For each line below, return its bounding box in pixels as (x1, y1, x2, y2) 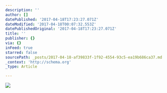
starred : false (5, 50, 38, 55)
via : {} (5, 41, 22, 46)
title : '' (5, 31, 26, 36)
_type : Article (5, 64, 38, 69)
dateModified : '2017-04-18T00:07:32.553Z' (5, 21, 96, 27)
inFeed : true (5, 45, 33, 50)
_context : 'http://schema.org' (5, 59, 72, 65)
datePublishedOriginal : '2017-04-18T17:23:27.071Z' (5, 26, 117, 32)
